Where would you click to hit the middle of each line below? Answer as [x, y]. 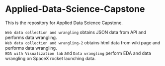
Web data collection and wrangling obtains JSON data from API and [76, 32]
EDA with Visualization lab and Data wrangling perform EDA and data [78, 53]
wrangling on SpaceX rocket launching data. [50, 58]
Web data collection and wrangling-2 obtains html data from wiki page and [83, 42]
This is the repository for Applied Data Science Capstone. [64, 23]
